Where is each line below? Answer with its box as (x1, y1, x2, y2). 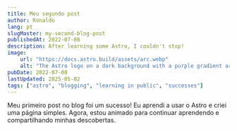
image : (7, 50, 27, 57)
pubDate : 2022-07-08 (7, 69, 68, 76)
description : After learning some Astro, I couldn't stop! (7, 43, 185, 50)
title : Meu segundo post (7, 10, 80, 18)
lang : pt (7, 23, 33, 30)
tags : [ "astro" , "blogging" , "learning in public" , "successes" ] (7, 82, 204, 89)
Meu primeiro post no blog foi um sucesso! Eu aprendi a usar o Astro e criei (7, 101, 227, 109)
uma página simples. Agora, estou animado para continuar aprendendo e (7, 109, 220, 117)
